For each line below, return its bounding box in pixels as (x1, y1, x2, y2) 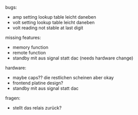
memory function (12, 44, 49, 50)
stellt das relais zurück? (12, 105, 62, 110)
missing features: (5, 35, 41, 40)
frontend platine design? (12, 80, 63, 86)
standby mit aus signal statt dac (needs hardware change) (12, 55, 133, 61)
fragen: (5, 95, 21, 101)
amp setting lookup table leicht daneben (12, 14, 97, 20)
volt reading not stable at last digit (12, 25, 84, 31)
